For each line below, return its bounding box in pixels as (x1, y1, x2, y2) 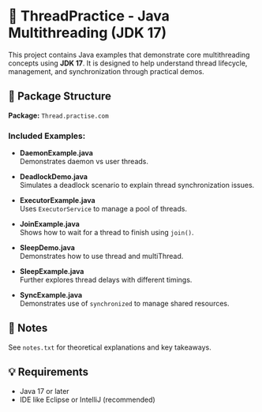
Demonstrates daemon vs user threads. (19, 157, 148, 167)
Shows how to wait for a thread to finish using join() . (19, 228, 195, 238)
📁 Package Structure (8, 90, 112, 103)
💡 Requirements (8, 365, 89, 379)
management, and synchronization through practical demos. (8, 66, 205, 76)
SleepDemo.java (19, 243, 75, 253)
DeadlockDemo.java (19, 172, 88, 182)
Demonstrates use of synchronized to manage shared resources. (19, 299, 230, 309)
